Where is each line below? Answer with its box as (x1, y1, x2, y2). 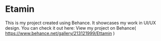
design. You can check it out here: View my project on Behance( (5, 25, 136, 31)
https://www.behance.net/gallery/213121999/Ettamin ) (5, 30, 115, 36)
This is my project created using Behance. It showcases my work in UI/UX (5, 20, 156, 26)
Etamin (5, 3, 35, 15)
